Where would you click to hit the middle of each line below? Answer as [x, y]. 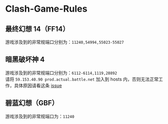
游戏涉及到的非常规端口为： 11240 [40, 116]
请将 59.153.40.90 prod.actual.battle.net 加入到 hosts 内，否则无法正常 [82, 79]
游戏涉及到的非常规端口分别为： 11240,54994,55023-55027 [65, 42]
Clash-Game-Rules [46, 9]
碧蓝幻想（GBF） [32, 103]
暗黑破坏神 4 [25, 60]
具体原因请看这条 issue [38, 85]
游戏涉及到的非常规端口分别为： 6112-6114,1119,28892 [61, 73]
